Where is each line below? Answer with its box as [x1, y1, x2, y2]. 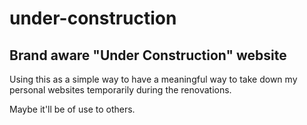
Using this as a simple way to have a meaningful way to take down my [9, 73, 298, 85]
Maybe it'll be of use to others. [9, 103, 136, 115]
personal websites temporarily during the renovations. [9, 84, 232, 96]
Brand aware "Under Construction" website [9, 47, 287, 64]
